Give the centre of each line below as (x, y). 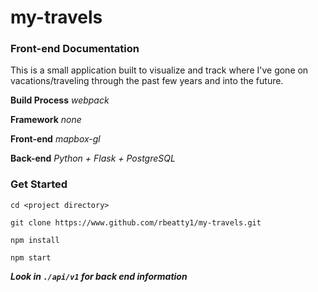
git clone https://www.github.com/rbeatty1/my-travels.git (136, 222)
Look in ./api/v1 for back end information (99, 276)
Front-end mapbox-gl (55, 139)
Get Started (39, 184)
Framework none (46, 120)
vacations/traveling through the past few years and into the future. (147, 81)
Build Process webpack (60, 100)
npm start (31, 257)
